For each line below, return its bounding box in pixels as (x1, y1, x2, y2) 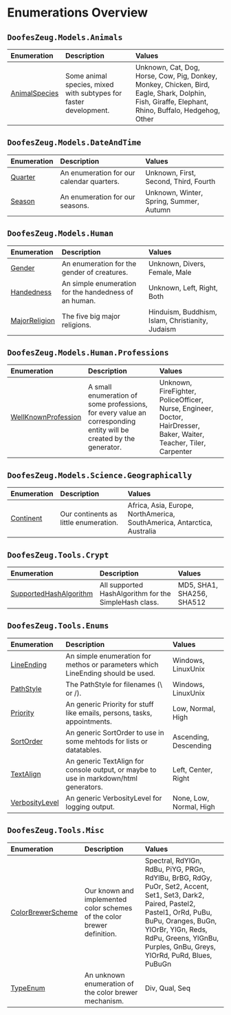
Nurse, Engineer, (159, 404, 214, 413)
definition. (84, 929, 117, 939)
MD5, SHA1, (177, 580, 219, 590)
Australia (127, 526, 157, 536)
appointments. (65, 717, 112, 726)
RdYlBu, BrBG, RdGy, (144, 873, 212, 883)
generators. (65, 782, 103, 792)
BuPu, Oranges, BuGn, (144, 916, 217, 925)
